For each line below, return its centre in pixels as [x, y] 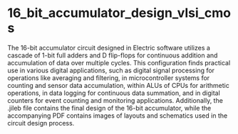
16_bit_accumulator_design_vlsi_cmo [119, 13]
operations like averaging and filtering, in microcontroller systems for [109, 78]
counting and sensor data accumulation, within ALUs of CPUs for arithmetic [118, 85]
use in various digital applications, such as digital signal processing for [111, 70]
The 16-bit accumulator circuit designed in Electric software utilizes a [109, 48]
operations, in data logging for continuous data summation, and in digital [114, 93]
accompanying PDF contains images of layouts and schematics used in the [118, 116]
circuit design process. [41, 123]
